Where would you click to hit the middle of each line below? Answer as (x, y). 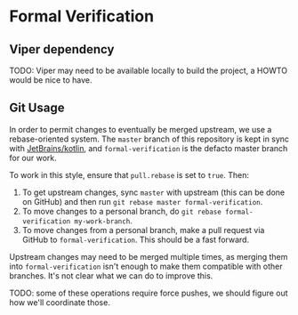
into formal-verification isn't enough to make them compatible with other (146, 266)
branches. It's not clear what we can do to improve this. (111, 275)
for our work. (33, 157)
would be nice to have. (51, 80)
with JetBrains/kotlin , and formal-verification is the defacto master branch (149, 148)
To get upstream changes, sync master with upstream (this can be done (153, 192)
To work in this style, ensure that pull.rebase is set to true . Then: (129, 174)
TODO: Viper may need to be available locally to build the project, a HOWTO (148, 70)
